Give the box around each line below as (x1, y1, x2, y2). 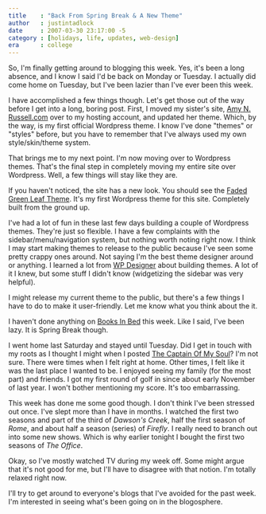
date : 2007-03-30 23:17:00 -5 (8, 26, 126, 34)
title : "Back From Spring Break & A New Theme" (8, 11, 183, 20)
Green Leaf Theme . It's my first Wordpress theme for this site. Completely (8, 194, 250, 204)
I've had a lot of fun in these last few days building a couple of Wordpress (8, 218, 249, 228)
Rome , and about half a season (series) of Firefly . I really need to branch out (8, 424, 258, 434)
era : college (8, 41, 73, 49)
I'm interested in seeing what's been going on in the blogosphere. (8, 497, 223, 507)
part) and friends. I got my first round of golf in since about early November (8, 375, 256, 384)
